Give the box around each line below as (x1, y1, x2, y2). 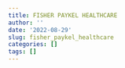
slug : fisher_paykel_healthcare (8, 33, 114, 41)
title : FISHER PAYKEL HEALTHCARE (8, 11, 118, 20)
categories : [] (8, 41, 58, 48)
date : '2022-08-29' (8, 26, 72, 34)
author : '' (8, 19, 44, 27)
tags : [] (8, 48, 37, 55)
